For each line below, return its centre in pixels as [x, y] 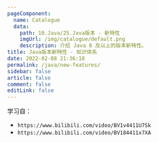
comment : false [29, 84]
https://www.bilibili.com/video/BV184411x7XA [84, 133]
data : [21, 26]
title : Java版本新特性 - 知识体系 [52, 53]
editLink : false [30, 90]
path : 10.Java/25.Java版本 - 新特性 [70, 33]
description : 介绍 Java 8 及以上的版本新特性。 [83, 46]
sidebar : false [29, 71]
